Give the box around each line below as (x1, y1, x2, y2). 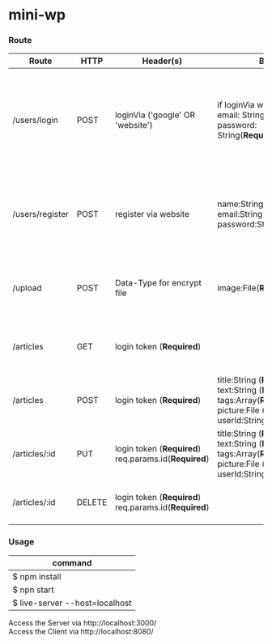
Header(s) (142, 55, 182, 66)
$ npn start (12, 584, 54, 595)
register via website (114, 209, 190, 220)
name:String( (217, 198, 267, 210)
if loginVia (217, 100, 255, 111)
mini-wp (8, 6, 66, 24)
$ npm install (12, 570, 62, 582)
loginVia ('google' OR (114, 109, 196, 121)
